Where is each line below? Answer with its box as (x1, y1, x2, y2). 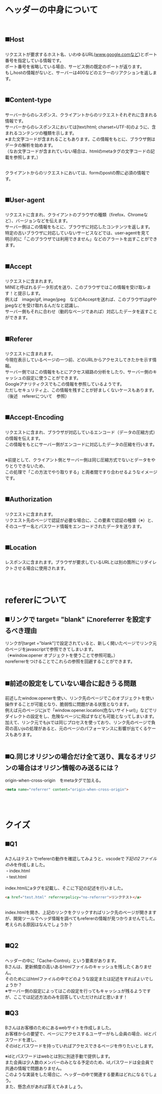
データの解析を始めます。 (5, 142, 56, 148)
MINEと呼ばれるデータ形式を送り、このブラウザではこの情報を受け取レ (5, 285, 147, 290)
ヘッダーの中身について (5, 4, 98, 16)
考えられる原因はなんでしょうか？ (5, 921, 73, 927)
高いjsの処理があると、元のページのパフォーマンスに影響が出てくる (13, 725, 147, 731)
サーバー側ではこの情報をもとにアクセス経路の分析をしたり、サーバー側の (5, 369, 153, 374)
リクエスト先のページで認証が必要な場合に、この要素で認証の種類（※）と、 (5, 517, 156, 523)
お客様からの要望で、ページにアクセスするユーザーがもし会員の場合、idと (5, 1031, 152, 1037)
